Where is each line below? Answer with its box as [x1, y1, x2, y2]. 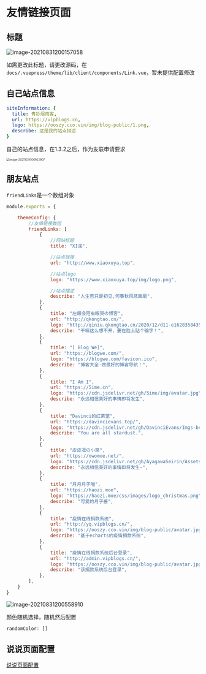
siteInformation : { [6, 105, 56, 111]
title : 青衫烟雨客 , [12, 111, 57, 117]
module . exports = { [6, 203, 56, 210]
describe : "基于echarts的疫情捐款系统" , [50, 532, 147, 539]
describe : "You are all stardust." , [50, 430, 144, 436]
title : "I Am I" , [50, 379, 95, 385]
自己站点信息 [6, 88, 55, 99]
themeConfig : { [17, 214, 56, 221]
